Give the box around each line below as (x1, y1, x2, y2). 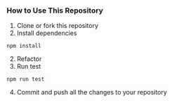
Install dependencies (16, 29, 78, 37)
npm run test (6, 76, 45, 83)
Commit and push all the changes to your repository (16, 88, 168, 97)
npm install (6, 43, 41, 50)
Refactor (16, 55, 42, 63)
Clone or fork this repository (16, 22, 99, 30)
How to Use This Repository (6, 6, 103, 15)
